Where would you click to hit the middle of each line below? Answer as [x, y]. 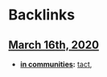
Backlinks [42, 15]
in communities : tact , [56, 64]
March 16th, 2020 [53, 45]
